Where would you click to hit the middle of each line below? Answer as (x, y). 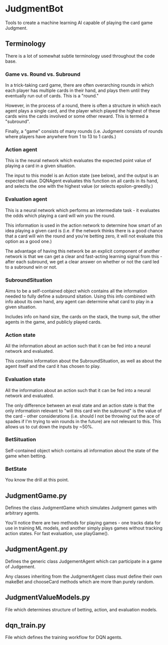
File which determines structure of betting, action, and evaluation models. (81, 609)
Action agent (21, 150)
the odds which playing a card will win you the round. (60, 215)
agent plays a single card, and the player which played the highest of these (83, 111)
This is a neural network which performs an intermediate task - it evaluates (82, 210)
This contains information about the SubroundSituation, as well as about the (83, 361)
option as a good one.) (29, 241)
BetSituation (21, 440)
